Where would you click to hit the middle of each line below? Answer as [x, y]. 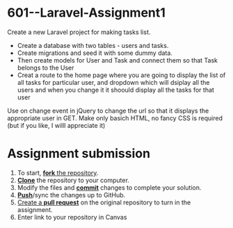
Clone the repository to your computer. [73, 180]
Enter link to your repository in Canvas [72, 217]
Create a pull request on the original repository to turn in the [104, 202]
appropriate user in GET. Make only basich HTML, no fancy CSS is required [115, 118]
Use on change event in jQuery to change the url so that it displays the [108, 111]
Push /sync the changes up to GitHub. [71, 195]
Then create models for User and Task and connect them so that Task [117, 60]
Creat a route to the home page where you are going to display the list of [121, 75]
